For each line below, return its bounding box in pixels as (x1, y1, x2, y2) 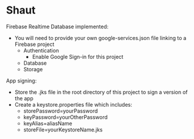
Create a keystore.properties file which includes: (14, 101, 132, 108)
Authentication (23, 47, 59, 54)
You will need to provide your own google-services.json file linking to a (14, 34, 187, 41)
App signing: (6, 77, 37, 84)
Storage (23, 65, 43, 72)
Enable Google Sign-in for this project (32, 53, 123, 60)
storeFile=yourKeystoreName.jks (23, 126, 103, 133)
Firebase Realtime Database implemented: (6, 23, 109, 30)
